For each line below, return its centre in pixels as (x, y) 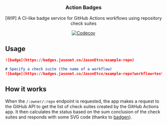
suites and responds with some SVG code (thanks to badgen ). (69, 117)
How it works (26, 89)
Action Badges (83, 7)
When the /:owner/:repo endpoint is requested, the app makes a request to (82, 101)
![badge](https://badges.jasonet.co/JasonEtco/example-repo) (70, 60)
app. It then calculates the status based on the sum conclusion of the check (83, 112)
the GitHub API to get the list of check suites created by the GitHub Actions (82, 106)
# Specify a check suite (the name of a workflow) (59, 69)
